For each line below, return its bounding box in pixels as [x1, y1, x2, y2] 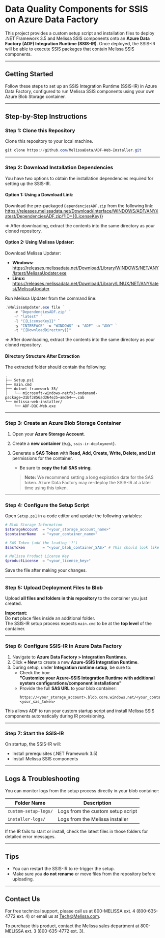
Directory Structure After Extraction [5, 353, 80, 359]
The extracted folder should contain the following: [5, 364, 107, 370]
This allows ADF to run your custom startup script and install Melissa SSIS [5, 708, 155, 714]
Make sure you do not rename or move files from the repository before [12, 871, 156, 876]
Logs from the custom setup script [57, 808, 137, 814]
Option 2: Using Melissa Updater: [5, 239, 75, 245]
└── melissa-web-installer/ [5, 400, 63, 405]
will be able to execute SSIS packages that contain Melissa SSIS [5, 46, 135, 52]
